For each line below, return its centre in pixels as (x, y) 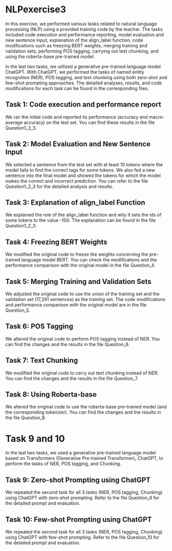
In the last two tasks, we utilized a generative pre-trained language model (83, 66)
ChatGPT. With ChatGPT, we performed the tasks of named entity (75, 72)
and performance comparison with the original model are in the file (76, 305)
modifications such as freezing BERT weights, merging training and (76, 45)
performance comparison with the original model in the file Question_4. (80, 265)
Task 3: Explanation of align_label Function (75, 202)
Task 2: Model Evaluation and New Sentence (78, 144)
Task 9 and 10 (35, 439)
